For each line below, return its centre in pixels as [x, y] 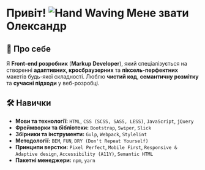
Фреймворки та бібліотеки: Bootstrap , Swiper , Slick [83, 127]
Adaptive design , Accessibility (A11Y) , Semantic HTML [84, 153]
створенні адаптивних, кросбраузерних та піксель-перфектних [92, 70]
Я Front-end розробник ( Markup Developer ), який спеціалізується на [97, 64]
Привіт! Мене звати [98, 13]
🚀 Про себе [28, 49]
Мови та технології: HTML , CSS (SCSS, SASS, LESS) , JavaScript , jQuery [104, 121]
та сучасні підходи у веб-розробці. [53, 83]
